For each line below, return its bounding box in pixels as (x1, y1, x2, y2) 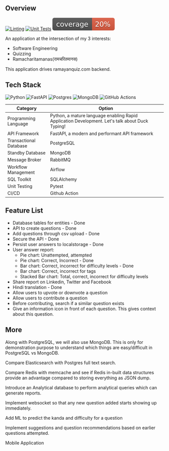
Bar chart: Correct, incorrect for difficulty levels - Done (20, 263, 134, 269)
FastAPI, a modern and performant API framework (50, 130, 153, 136)
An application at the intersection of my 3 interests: (5, 35, 111, 41)
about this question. (12, 311, 54, 317)
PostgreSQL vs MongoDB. (5, 349, 59, 356)
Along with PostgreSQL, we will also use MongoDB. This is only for (5, 339, 143, 345)
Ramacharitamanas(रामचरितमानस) (12, 56, 78, 62)
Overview (5, 4, 37, 13)
